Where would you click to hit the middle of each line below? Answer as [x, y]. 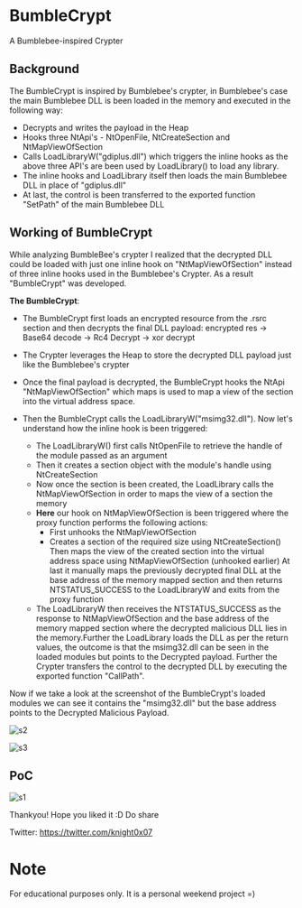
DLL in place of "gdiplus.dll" [74, 185]
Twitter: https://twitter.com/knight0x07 [81, 832]
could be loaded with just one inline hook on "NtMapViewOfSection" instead [151, 264]
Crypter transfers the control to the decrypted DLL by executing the [161, 666]
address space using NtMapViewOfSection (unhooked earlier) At [169, 561]
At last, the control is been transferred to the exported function [139, 194]
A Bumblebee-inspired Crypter [66, 41]
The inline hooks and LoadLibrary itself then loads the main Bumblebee [155, 175]
